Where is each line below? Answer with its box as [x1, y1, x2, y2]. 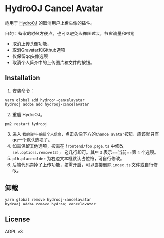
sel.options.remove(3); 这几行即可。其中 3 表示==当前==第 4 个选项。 [12, 149, 159, 155]
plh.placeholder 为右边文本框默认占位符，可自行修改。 [12, 156, 125, 162]
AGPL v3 [5, 228, 23, 234]
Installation [5, 74, 40, 82]
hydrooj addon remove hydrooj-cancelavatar [5, 202, 96, 207]
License [5, 215, 30, 224]
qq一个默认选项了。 [12, 137, 53, 143]
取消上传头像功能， [12, 40, 52, 47]
